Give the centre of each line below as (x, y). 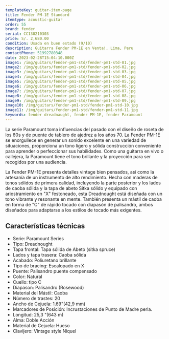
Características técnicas (45, 226)
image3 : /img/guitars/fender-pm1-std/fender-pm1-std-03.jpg (71, 72)
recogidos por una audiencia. (36, 162)
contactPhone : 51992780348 (34, 53)
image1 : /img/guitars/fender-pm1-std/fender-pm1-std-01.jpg (71, 62)
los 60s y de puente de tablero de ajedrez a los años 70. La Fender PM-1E (83, 135)
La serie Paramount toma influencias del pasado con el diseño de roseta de (85, 129)
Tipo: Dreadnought (32, 244)
